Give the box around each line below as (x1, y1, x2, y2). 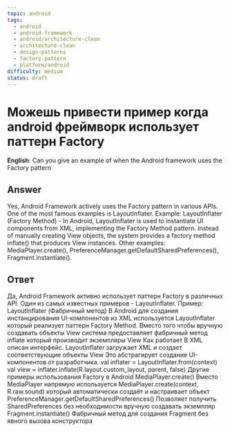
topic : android (7, 10, 51, 17)
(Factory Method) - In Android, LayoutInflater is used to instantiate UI (7, 217, 204, 225)
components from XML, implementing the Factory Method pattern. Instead (7, 224, 219, 232)
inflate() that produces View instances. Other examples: (7, 239, 166, 247)
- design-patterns (13, 49, 67, 56)
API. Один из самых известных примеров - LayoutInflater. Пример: (7, 299, 204, 308)
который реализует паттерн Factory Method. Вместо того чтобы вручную (7, 321, 223, 329)
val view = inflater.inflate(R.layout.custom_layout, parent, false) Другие (7, 365, 209, 373)
